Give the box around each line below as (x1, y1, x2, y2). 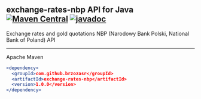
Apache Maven (6, 53, 44, 60)
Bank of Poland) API (6, 36, 56, 44)
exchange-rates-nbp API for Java (6, 5, 133, 15)
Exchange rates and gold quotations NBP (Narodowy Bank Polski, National (6, 30, 190, 37)
